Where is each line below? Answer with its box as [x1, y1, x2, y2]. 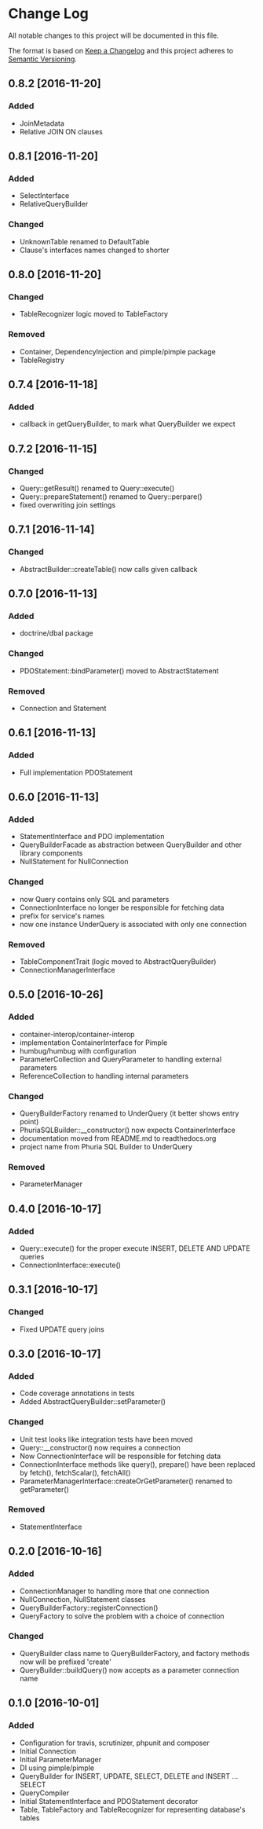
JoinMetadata [19, 119, 65, 128]
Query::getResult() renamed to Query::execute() [19, 483, 175, 493]
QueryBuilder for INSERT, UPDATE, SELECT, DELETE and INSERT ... [19, 1771, 239, 1780]
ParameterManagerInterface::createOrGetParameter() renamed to [19, 1476, 233, 1486]
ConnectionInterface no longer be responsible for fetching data [19, 903, 225, 912]
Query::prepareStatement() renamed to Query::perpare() [19, 492, 203, 501]
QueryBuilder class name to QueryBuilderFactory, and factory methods [19, 1648, 250, 1658]
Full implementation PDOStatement [19, 768, 133, 777]
